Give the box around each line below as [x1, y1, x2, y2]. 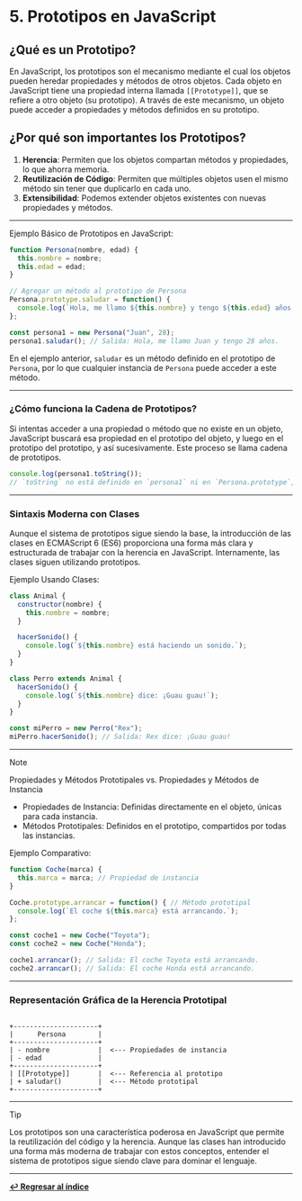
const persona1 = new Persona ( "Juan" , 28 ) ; [9, 328, 175, 337]
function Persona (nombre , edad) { [9, 245, 139, 254]
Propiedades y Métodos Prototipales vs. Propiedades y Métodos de [9, 774, 260, 785]
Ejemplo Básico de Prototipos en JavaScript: [9, 228, 173, 239]
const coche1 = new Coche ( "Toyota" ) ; [9, 931, 151, 940]
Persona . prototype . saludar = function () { [9, 295, 171, 304]
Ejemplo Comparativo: [9, 848, 92, 859]
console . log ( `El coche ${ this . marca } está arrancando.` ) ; [17, 907, 240, 916]
